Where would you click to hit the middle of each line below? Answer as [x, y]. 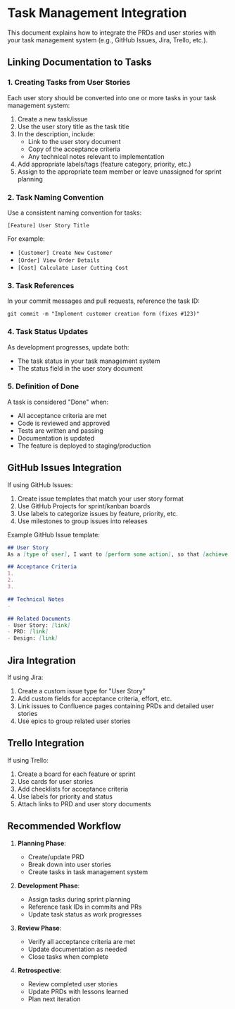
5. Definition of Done [43, 386]
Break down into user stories [70, 864]
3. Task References [41, 285]
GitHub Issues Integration [64, 468]
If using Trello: [28, 760]
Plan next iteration [54, 999]
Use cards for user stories [55, 781]
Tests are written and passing [60, 430]
